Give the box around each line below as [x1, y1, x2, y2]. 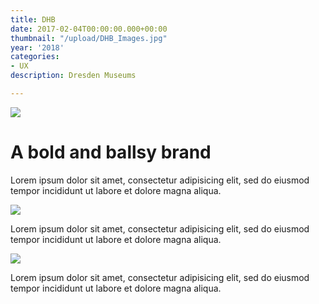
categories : [10, 52, 60, 62]
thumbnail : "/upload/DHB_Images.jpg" [10, 33, 168, 43]
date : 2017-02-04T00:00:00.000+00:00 [10, 24, 168, 34]
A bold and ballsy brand [10, 141, 212, 164]
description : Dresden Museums [10, 71, 137, 81]
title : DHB [10, 14, 56, 25]
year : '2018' [10, 42, 65, 53]
